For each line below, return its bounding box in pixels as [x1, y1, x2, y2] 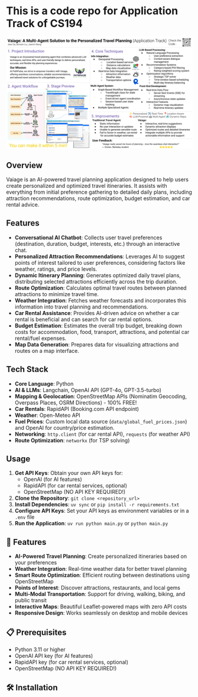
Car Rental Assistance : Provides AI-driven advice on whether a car [14, 309, 180, 316]
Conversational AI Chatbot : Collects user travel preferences [14, 234, 163, 241]
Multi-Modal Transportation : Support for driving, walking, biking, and [14, 590, 186, 598]
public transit [14, 597, 47, 604]
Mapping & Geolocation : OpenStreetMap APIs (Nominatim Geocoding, [14, 393, 187, 400]
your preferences [14, 559, 57, 566]
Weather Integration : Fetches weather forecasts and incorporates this [14, 297, 187, 304]
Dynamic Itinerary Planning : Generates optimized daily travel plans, [14, 271, 181, 279]
